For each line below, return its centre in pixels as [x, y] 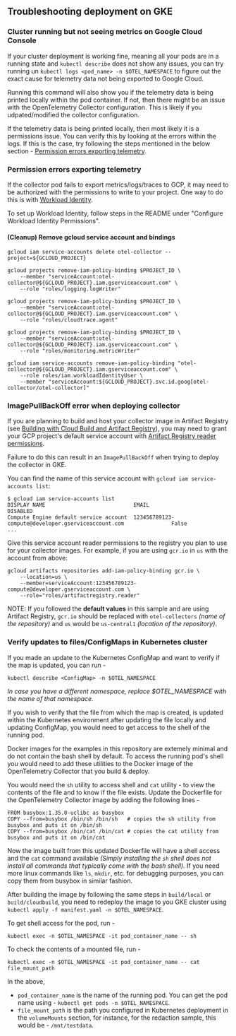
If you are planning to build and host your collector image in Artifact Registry [118, 421]
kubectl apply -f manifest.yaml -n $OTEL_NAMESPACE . [86, 909]
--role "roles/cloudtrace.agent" [69, 320]
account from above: [38, 558]
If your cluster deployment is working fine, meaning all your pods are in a [113, 56]
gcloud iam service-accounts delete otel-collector [85, 252]
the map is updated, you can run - [57, 665]
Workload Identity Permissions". [54, 220]
